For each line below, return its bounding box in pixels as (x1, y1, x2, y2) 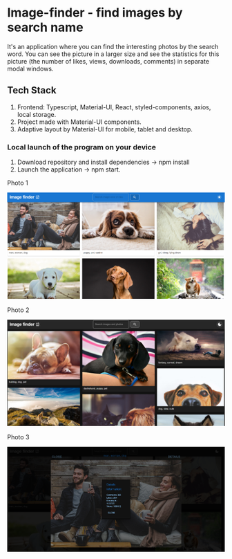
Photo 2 (7, 306, 30, 314)
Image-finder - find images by (7, 5, 183, 21)
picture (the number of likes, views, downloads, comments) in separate (7, 57, 209, 65)
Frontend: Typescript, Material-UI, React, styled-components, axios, (17, 102, 211, 111)
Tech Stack (7, 84, 57, 96)
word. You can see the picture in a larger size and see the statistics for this (7, 50, 220, 58)
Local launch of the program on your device (7, 142, 157, 152)
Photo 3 (7, 433, 30, 441)
